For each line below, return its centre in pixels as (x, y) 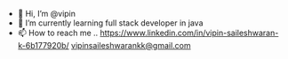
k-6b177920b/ (43, 45)
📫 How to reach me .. (58, 33)
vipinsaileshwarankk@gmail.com (131, 45)
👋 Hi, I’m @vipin (47, 14)
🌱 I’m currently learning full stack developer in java (110, 23)
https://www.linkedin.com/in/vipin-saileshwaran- (189, 33)
